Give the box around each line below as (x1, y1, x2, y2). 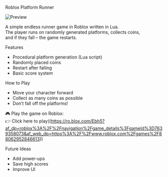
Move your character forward (12, 90, 74, 95)
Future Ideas (5, 146, 31, 152)
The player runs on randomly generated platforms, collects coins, (5, 29, 140, 35)
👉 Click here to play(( (5, 118, 51, 124)
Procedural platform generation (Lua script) (12, 54, 102, 60)
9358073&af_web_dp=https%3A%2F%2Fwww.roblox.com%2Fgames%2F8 (5, 131, 162, 137)
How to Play (5, 80, 30, 86)
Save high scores (12, 161, 49, 167)
